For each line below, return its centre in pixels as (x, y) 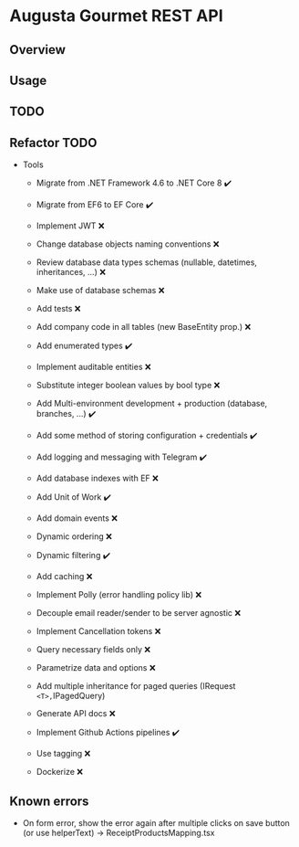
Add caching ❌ (64, 577)
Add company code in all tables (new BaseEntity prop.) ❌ (144, 327)
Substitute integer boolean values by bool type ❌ (128, 386)
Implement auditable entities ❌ (94, 367)
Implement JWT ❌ (70, 226)
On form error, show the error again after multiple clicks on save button (156, 822)
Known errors (49, 801)
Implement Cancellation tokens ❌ (98, 631)
